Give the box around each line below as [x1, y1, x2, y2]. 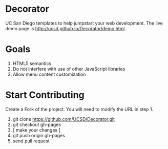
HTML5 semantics [12, 60, 52, 67]
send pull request [12, 138, 50, 144]
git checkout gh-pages [12, 121, 61, 127]
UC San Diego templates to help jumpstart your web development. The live [5, 20, 163, 26]
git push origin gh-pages [12, 132, 66, 138]
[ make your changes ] [12, 126, 60, 133]
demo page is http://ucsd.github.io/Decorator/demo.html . [5, 25, 127, 31]
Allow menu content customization [12, 71, 86, 77]
